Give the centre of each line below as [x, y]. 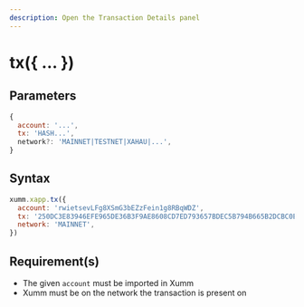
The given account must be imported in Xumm [108, 283]
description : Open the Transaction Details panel [105, 18]
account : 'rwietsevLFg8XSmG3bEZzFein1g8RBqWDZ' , [111, 208]
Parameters [43, 96]
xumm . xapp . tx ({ [38, 199]
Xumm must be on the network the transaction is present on [134, 293]
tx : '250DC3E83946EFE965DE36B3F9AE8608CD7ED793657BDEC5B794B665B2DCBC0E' [159, 216]
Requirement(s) [54, 261]
